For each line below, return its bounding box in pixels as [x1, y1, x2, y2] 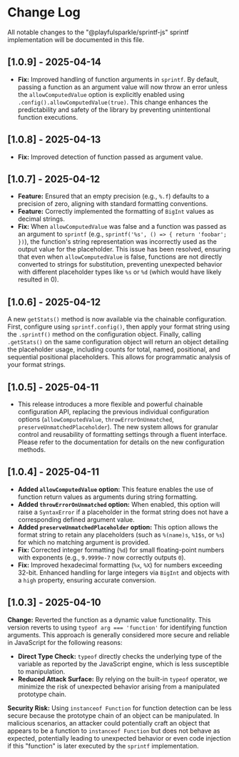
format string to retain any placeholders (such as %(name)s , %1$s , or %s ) [17, 530, 225, 539]
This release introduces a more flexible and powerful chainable [17, 400, 203, 408]
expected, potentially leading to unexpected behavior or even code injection [7, 733, 231, 742]
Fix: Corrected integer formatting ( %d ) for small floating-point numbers [17, 545, 225, 554]
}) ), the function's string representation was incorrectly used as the [17, 237, 218, 246]
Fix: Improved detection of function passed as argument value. [17, 153, 203, 161]
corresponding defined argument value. [17, 515, 136, 524]
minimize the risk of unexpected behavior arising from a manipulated [17, 682, 220, 691]
